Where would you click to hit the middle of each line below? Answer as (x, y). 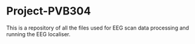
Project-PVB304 (49, 11)
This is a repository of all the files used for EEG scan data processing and (98, 28)
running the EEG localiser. (38, 34)
